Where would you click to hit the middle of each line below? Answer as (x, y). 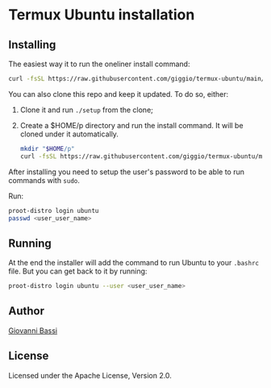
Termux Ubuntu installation (102, 15)
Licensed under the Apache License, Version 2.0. (90, 375)
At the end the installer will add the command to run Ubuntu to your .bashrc (134, 263)
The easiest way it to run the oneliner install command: (99, 64)
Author (26, 311)
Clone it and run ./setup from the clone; (86, 110)
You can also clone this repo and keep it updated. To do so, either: (119, 94)
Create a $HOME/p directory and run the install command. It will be (131, 125)
